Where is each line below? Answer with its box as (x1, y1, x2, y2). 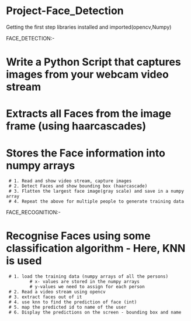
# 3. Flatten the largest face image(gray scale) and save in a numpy (8, 189, 184, 194)
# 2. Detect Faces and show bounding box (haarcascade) (8, 183, 148, 189)
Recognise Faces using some (6, 230, 151, 243)
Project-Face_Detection (6, 4, 124, 18)
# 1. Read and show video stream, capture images (8, 178, 132, 184)
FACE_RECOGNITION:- (6, 209, 61, 216)
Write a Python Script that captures (6, 56, 181, 69)
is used (6, 254, 42, 268)
